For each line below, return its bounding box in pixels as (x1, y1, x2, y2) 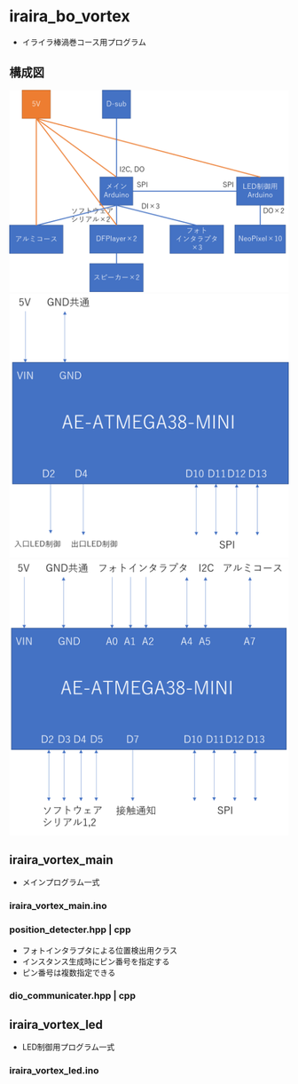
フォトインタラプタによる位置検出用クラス (21, 945, 178, 955)
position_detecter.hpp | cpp (9, 923, 131, 936)
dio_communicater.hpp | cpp (9, 990, 136, 1002)
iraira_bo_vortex (9, 6, 130, 27)
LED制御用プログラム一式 (21, 1041, 115, 1053)
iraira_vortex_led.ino (9, 1064, 99, 1077)
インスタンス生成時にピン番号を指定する (21, 956, 170, 967)
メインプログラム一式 (21, 877, 100, 888)
